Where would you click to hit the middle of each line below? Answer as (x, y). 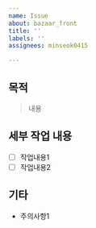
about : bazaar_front (43, 23)
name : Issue (28, 16)
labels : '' (27, 38)
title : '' (25, 31)
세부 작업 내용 (40, 137)
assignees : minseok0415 (48, 46)
